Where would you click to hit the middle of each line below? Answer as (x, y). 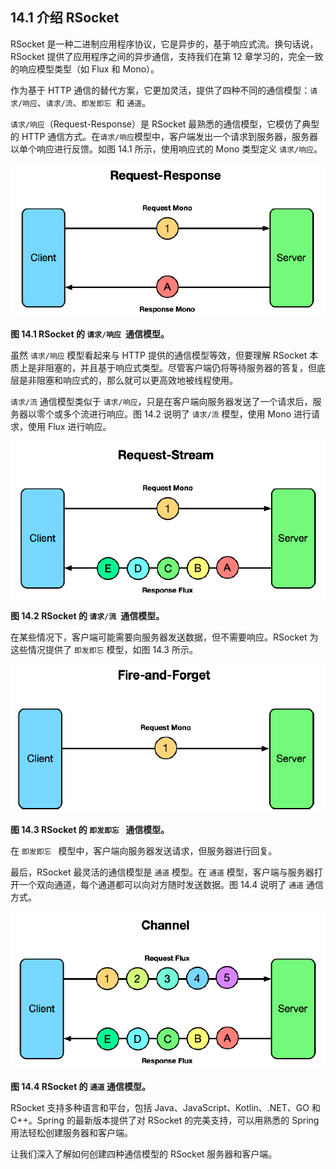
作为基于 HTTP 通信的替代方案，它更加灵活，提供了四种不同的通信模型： (160, 90)
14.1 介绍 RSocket (65, 18)
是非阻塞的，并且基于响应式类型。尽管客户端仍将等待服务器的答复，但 (172, 367)
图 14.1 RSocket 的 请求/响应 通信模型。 (90, 334)
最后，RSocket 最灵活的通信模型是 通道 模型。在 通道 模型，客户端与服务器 (162, 872)
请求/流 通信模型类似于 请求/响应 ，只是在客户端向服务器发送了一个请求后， (161, 401)
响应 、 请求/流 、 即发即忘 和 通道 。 (87, 102)
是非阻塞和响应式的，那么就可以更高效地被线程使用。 (128, 380)
